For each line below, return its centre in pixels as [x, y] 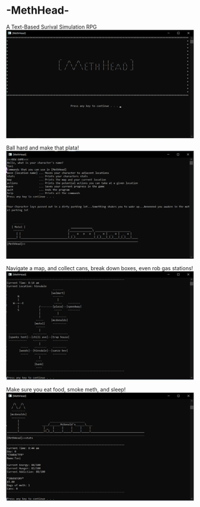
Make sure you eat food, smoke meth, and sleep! [66, 389]
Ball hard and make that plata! [43, 148]
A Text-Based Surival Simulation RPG [51, 27]
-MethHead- [38, 10]
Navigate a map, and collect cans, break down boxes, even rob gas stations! [100, 268]
